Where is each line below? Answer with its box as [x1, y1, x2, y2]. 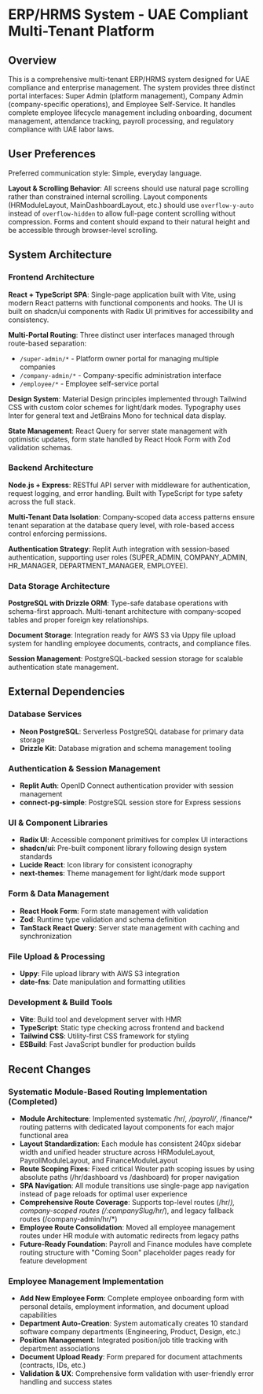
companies [19, 362, 57, 372]
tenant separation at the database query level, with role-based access [8, 520, 235, 530]
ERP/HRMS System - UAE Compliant [8, 6, 249, 24]
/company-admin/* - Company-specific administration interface [19, 370, 222, 379]
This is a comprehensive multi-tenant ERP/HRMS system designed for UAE [8, 75, 250, 83]
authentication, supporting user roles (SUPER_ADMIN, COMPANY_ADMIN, [8, 553, 248, 562]
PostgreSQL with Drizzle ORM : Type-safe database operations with [8, 598, 228, 608]
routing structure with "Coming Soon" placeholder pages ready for [19, 1248, 236, 1257]
